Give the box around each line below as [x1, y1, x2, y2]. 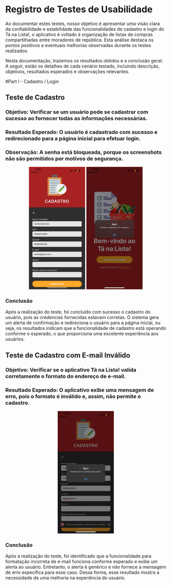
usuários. [5, 336, 25, 342]
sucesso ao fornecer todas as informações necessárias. [5, 115, 148, 122]
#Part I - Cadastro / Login [5, 78, 59, 84]
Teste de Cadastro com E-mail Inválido [5, 351, 131, 359]
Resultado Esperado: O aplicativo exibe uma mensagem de [5, 386, 154, 393]
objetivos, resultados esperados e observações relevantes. [5, 68, 130, 75]
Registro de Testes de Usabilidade [5, 4, 153, 15]
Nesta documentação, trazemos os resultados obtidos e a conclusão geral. [5, 57, 163, 63]
